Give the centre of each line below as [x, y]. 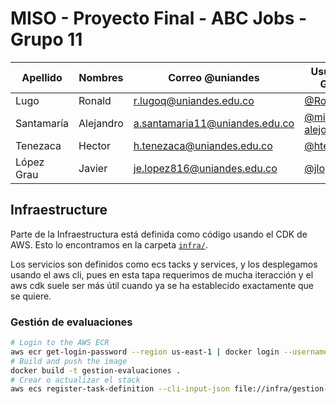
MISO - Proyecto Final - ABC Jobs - [159, 18]
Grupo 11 [46, 39]
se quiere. [31, 296]
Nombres [101, 77]
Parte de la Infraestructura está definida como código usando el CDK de [159, 234]
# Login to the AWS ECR [60, 343]
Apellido [42, 77]
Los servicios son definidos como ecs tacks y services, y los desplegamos [164, 264]
